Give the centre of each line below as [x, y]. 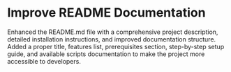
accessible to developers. [44, 61]
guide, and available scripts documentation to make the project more [106, 54]
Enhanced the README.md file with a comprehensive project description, [113, 32]
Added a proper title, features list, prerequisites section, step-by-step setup [116, 46]
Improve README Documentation [106, 13]
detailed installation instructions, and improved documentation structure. [112, 39]
